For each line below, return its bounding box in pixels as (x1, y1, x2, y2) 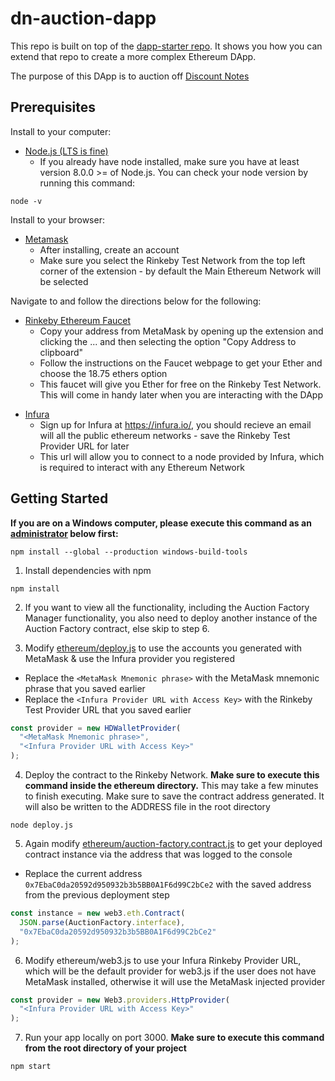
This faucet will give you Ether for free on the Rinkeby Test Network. (39, 378, 322, 390)
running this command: (39, 177, 136, 189)
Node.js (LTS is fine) (24, 145, 109, 157)
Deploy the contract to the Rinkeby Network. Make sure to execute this (24, 769, 320, 781)
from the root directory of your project (24, 1042, 187, 1054)
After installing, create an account (39, 243, 180, 256)
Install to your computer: (10, 125, 112, 137)
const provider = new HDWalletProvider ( (10, 723, 182, 733)
